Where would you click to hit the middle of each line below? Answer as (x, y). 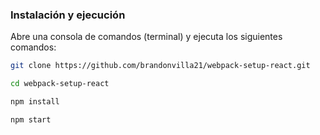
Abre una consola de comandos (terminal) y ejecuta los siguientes (146, 37)
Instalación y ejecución (68, 15)
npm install (35, 102)
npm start (31, 119)
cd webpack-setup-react (60, 84)
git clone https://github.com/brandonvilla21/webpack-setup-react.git (160, 66)
